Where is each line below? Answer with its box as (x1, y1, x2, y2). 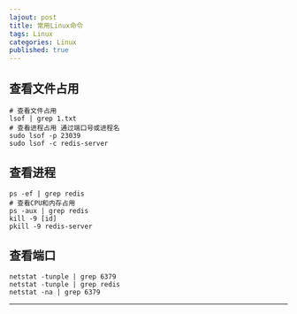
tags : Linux (9, 29, 53, 38)
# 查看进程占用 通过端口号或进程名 (9, 123, 120, 133)
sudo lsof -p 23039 (9, 131, 81, 140)
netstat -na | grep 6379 (9, 287, 101, 296)
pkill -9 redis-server (9, 222, 93, 231)
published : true (9, 46, 69, 55)
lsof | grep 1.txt (9, 114, 77, 123)
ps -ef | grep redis (9, 189, 86, 198)
